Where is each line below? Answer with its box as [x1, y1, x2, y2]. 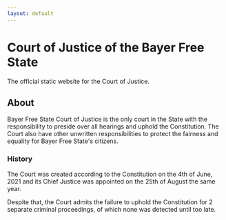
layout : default [7, 10, 54, 17]
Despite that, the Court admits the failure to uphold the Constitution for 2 [7, 197, 213, 206]
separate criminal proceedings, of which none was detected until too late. [7, 205, 216, 213]
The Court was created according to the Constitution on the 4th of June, [7, 170, 213, 178]
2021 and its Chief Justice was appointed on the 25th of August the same [7, 177, 216, 186]
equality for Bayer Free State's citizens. [7, 137, 119, 145]
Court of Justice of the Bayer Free [7, 39, 205, 55]
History [7, 154, 33, 164]
